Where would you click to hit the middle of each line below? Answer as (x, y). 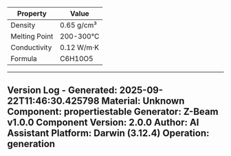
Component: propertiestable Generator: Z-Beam (113, 112)
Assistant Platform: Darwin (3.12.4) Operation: (108, 133)
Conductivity (31, 47)
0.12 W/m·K (79, 47)
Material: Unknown (143, 101)
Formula (24, 59)
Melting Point (32, 36)
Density (23, 25)
